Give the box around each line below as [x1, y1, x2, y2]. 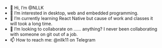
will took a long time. [9, 20, 53, 26]
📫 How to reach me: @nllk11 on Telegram [9, 37, 96, 42]
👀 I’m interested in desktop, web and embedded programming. [9, 10, 139, 16]
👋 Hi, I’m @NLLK [9, 5, 44, 10]
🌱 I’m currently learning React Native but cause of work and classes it [9, 15, 153, 21]
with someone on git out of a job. [9, 31, 78, 37]
